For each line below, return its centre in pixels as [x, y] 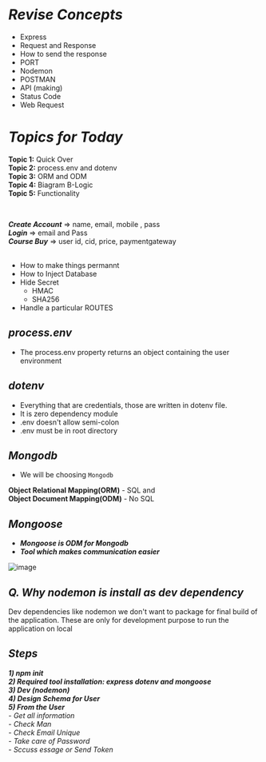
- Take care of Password [49, 740]
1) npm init [26, 672]
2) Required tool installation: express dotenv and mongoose [110, 681]
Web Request [42, 105]
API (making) [41, 88]
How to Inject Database [58, 273]
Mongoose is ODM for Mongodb [74, 543]
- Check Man [30, 724]
